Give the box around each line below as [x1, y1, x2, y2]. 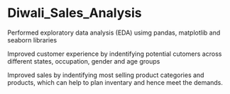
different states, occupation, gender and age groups [7, 57, 160, 65]
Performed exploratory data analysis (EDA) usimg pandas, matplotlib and [7, 28, 221, 37]
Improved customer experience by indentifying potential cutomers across [7, 49, 222, 58]
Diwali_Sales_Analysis [7, 5, 142, 21]
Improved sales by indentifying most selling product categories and [7, 71, 204, 79]
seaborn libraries [7, 35, 57, 44]
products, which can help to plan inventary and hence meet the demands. [7, 78, 224, 86]
